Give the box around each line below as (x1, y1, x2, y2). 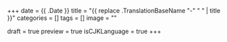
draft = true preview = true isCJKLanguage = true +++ (7, 28, 161, 35)
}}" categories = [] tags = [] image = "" (7, 14, 117, 22)
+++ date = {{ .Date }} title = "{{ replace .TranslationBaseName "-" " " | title (7, 7, 221, 14)
